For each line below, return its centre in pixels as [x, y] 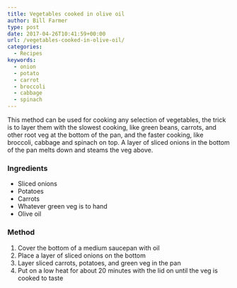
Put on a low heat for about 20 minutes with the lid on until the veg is [117, 270]
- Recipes [28, 54]
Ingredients [28, 168]
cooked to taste [40, 278]
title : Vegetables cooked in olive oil [66, 14]
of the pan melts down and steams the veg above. [80, 150]
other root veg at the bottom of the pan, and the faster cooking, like [105, 135]
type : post [23, 27]
